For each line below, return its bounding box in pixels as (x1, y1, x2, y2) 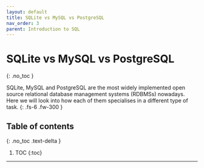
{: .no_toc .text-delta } (6, 138, 61, 144)
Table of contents (6, 121, 74, 131)
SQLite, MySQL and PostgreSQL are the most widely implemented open (6, 84, 186, 91)
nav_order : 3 (6, 20, 39, 26)
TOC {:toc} (15, 149, 42, 156)
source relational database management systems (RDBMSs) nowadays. (6, 91, 185, 98)
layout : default (6, 9, 47, 15)
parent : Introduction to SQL (6, 26, 80, 32)
